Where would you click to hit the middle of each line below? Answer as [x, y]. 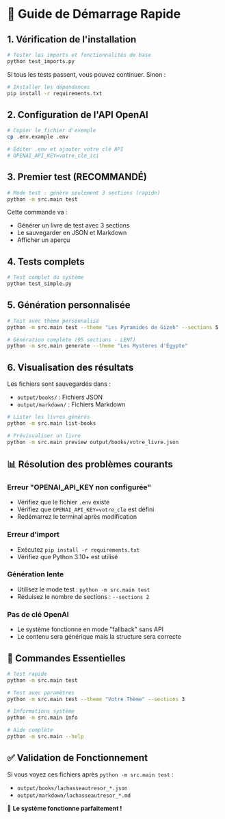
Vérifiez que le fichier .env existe [63, 502]
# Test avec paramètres [41, 693]
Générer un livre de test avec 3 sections [73, 225]
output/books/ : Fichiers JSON [60, 398]
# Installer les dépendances [49, 87]
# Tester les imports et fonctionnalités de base [79, 55]
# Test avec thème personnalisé [53, 321]
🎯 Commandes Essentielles [66, 658]
